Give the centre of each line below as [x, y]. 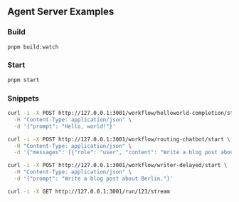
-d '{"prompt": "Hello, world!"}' [65, 126]
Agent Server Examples [61, 12]
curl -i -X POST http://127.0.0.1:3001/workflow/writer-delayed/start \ [117, 166]
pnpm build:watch [33, 47]
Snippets [23, 98]
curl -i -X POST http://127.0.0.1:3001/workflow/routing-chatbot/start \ [119, 139]
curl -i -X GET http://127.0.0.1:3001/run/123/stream [89, 191]
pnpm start [23, 80]
